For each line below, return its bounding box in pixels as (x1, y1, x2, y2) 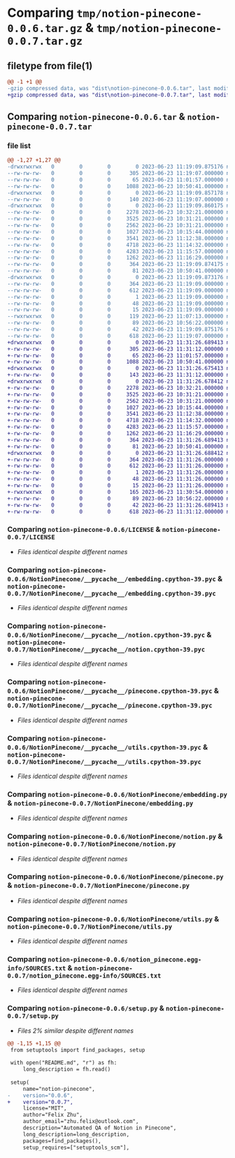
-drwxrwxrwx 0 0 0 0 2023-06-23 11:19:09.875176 (7, 163, 224, 171)
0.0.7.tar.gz (7, 35, 83, 48)
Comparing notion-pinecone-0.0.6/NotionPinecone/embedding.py (7, 789, 227, 799)
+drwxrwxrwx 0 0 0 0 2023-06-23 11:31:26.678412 (7, 378, 224, 386)
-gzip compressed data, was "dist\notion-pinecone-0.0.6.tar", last (7, 85, 211, 92)
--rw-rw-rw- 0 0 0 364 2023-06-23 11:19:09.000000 (7, 280, 224, 288)
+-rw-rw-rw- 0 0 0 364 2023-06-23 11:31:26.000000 (7, 456, 224, 463)
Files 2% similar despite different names (17, 1026, 134, 1035)
